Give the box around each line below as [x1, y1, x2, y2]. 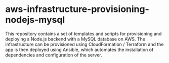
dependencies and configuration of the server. [5, 51, 102, 58]
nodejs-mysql [5, 14, 65, 25]
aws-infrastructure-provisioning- [5, 3, 149, 15]
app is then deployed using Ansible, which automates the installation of [5, 46, 154, 52]
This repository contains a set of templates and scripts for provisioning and [5, 30, 162, 36]
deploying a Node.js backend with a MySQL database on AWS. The [5, 36, 146, 42]
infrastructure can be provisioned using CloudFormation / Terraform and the [5, 41, 164, 47]
